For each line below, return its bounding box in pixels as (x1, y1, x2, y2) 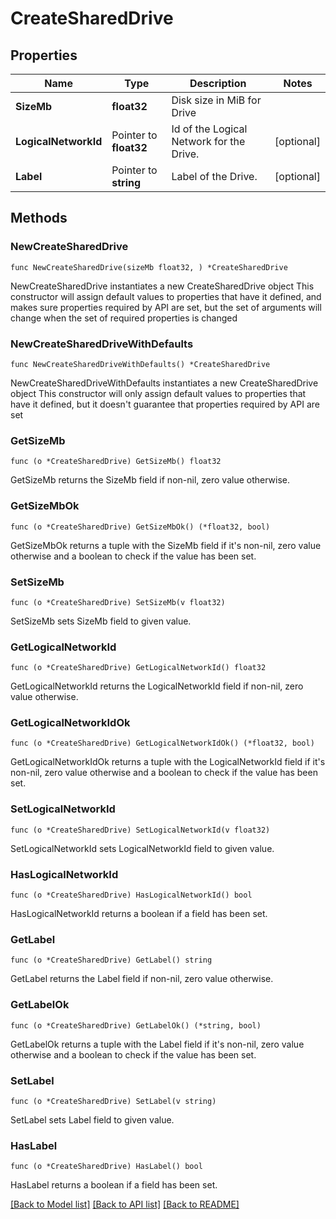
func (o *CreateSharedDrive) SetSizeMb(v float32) (10, 597, 226, 607)
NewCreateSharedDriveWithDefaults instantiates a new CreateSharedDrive (10, 377, 319, 389)
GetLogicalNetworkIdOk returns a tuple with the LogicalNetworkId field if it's (10, 756, 326, 768)
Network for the (171, 135, 246, 148)
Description (189, 77, 247, 90)
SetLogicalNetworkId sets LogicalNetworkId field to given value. (10, 842, 275, 854)
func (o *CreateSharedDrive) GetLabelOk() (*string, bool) (10, 1020, 262, 1031)
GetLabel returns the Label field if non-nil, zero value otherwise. (10, 973, 274, 985)
